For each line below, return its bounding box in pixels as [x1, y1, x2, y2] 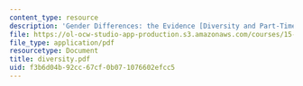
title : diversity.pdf [9, 55, 91, 64]
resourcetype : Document [9, 47, 99, 56]
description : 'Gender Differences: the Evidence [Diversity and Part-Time [9, 21, 297, 30]
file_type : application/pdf [9, 38, 115, 47]
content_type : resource [9, 13, 99, 22]
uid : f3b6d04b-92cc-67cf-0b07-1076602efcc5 [9, 64, 176, 73]
